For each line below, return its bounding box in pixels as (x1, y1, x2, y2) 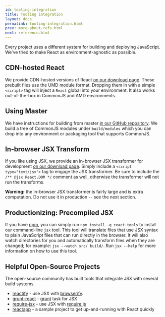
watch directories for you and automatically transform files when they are (5, 238, 155, 244)
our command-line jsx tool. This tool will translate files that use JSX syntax (5, 227, 158, 233)
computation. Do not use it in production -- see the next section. (5, 194, 137, 200)
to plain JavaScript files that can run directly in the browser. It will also (5, 232, 148, 238)
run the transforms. (5, 179, 45, 185)
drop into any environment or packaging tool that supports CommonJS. (5, 130, 151, 136)
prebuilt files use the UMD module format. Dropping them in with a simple (5, 82, 156, 88)
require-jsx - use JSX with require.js (12, 301, 86, 307)
